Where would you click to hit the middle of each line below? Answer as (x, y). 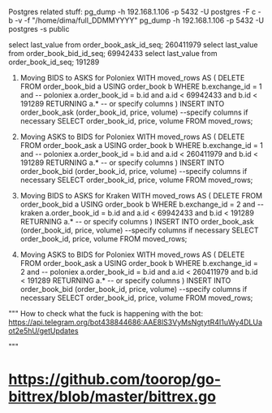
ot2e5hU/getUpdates (43, 331)
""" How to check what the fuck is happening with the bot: (106, 313)
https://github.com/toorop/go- (115, 379)
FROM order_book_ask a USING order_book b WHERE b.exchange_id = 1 (142, 145)
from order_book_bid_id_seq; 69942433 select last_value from (113, 53)
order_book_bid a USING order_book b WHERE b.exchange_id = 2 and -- (142, 204)
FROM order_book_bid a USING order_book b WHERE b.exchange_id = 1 (141, 86)
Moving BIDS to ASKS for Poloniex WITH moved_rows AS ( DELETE (132, 78)
